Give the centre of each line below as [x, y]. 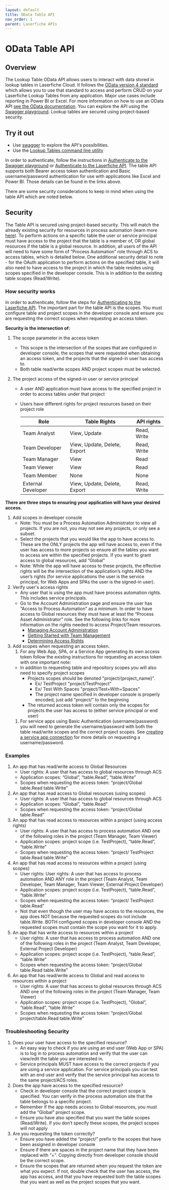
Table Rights [100, 422]
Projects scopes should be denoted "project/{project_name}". [91, 678]
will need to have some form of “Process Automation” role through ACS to [82, 251]
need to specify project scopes [52, 673]
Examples [18, 756]
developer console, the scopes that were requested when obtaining [90, 353]
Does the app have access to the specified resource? [68, 1085]
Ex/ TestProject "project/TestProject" [73, 684]
